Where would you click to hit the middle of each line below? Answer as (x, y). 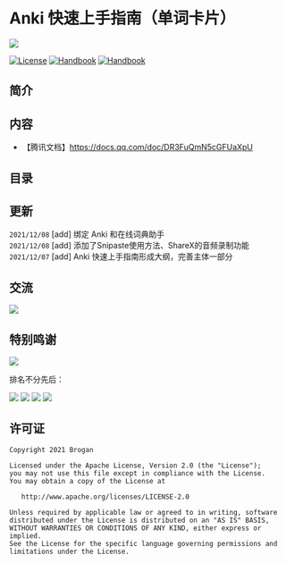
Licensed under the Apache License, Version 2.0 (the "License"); (135, 466)
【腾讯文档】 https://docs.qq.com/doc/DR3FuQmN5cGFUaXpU (137, 147)
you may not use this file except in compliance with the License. (138, 473)
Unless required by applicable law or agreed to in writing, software (143, 512)
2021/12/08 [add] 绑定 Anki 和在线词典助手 (87, 234)
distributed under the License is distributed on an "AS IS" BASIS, (139, 520)
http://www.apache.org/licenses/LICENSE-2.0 (105, 497)
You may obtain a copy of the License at (88, 481)
